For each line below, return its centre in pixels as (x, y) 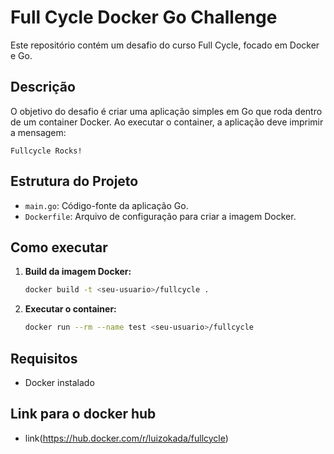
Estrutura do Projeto (74, 181)
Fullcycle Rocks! (46, 151)
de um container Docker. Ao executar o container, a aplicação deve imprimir (167, 122)
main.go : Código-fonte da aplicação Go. (106, 205)
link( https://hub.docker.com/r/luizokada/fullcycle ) (126, 438)
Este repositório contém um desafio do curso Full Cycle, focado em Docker (165, 45)
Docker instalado (59, 382)
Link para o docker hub (83, 414)
